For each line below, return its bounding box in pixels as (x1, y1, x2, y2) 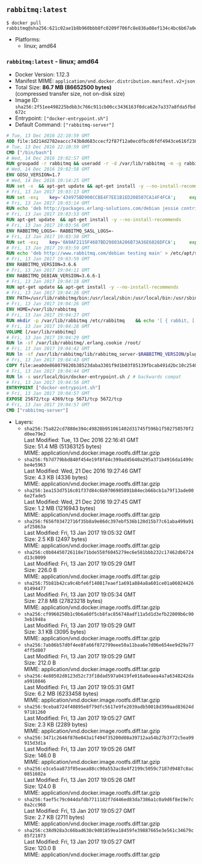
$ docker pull (6, 20, 42, 26)
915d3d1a (23, 740, 46, 746)
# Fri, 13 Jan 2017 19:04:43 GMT (6, 357, 90, 363)
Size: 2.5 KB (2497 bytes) (23, 535, 87, 543)
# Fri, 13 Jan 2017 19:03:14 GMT (6, 200, 90, 206)
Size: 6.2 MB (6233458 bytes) (23, 690, 99, 697)
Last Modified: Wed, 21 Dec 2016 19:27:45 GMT (23, 498, 142, 505)
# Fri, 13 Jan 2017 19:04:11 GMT (6, 267, 90, 274)
